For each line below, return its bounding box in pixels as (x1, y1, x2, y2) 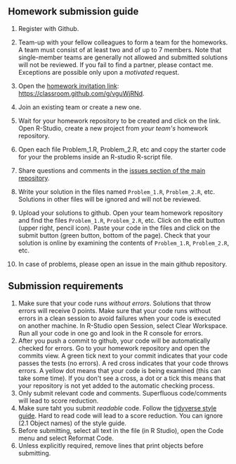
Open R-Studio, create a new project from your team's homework (18, 123, 209, 133)
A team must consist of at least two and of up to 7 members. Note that (18, 45, 222, 54)
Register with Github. (18, 24, 79, 32)
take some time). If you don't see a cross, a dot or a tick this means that (18, 374, 226, 382)
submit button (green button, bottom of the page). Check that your (18, 231, 211, 239)
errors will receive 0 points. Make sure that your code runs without (18, 306, 211, 315)
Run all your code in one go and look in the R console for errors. (18, 329, 203, 337)
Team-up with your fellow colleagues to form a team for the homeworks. (18, 38, 228, 47)
